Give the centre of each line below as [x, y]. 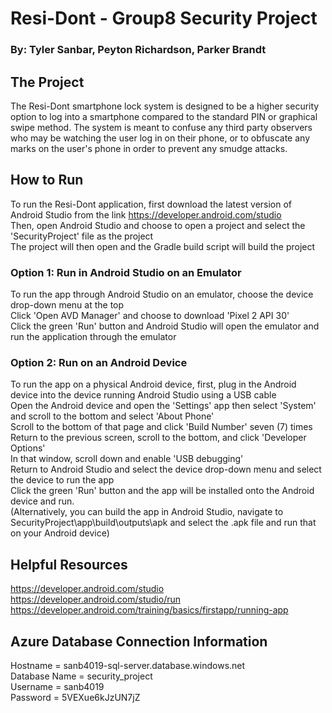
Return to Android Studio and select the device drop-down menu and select [166, 469]
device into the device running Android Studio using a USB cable [143, 395]
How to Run [47, 180]
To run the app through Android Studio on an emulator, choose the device [162, 294]
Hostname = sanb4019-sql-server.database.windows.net [128, 665]
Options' [28, 448]
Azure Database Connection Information [139, 641]
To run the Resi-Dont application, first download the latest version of [151, 204]
